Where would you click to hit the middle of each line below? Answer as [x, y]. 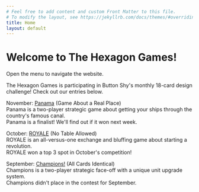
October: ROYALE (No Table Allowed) [52, 133]
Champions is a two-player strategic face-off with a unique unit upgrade [94, 170]
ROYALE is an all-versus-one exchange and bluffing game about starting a [97, 140]
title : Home [21, 23]
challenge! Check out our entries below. [55, 92]
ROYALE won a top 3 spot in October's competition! [69, 152]
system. [16, 177]
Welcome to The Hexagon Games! [92, 57]
